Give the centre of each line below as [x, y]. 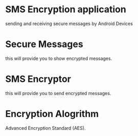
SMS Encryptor [38, 79]
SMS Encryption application [66, 9]
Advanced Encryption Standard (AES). [45, 128]
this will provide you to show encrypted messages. [59, 58]
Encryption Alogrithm [52, 114]
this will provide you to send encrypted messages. [58, 93]
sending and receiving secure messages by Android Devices [69, 24]
